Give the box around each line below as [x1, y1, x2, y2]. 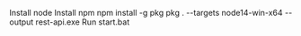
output [9, 17, 34, 27]
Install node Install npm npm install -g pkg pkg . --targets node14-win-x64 [9, 8, 283, 18]
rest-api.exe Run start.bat [35, 17, 130, 27]
